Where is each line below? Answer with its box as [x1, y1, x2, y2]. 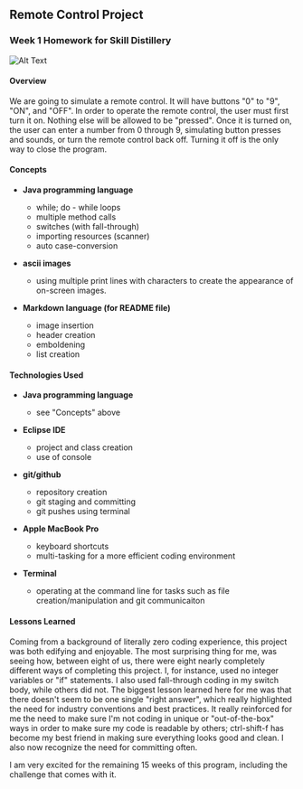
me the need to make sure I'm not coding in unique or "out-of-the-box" [9, 713, 274, 724]
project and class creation [35, 442, 134, 453]
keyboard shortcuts [35, 541, 109, 552]
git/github [22, 469, 62, 480]
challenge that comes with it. [9, 768, 118, 780]
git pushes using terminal [35, 506, 131, 517]
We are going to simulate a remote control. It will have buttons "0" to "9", [9, 95, 280, 107]
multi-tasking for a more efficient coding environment [35, 550, 236, 561]
